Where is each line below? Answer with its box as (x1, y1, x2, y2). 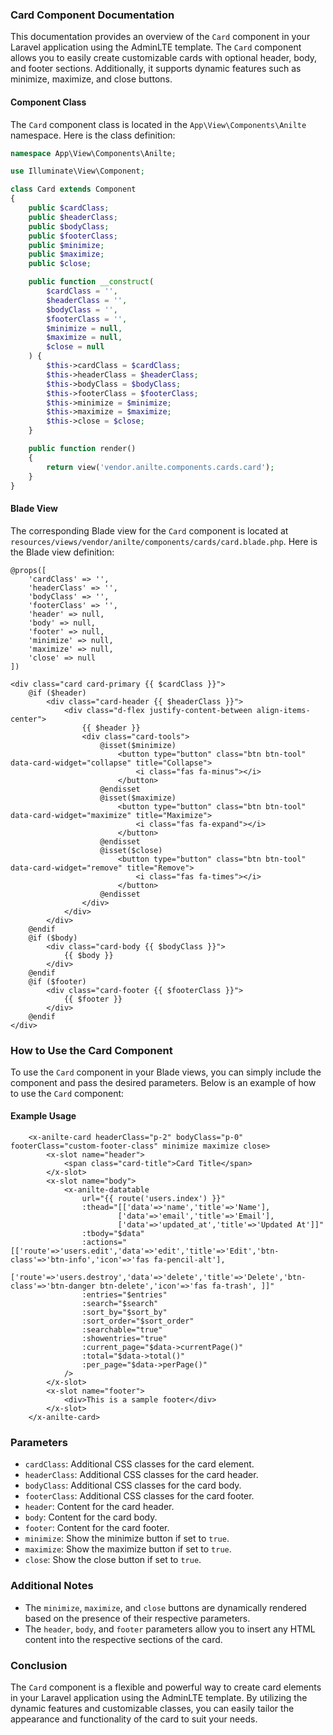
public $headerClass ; (28, 212, 118, 222)
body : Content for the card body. (24, 1511, 158, 1523)
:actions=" (81, 1238, 128, 1248)
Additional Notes (10, 1579, 94, 1593)
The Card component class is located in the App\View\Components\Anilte (10, 118, 307, 130)
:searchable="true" (81, 1325, 163, 1335)
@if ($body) (28, 933, 78, 943)
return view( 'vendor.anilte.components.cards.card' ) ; (46, 462, 275, 472)
